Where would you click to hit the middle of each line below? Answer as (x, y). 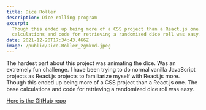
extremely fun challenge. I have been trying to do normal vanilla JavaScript (101, 69)
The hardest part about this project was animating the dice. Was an (91, 63)
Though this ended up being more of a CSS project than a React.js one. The (102, 82)
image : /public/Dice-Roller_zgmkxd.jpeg (59, 46)
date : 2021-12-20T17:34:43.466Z (48, 40)
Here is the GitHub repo (36, 100)
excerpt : (17, 23)
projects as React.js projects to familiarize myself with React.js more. (93, 76)
